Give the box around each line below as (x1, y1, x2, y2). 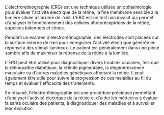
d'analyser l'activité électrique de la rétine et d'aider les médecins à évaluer (5, 95, 158, 101)
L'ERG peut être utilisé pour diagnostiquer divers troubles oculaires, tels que (5, 60, 159, 65)
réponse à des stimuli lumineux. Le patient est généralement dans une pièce (5, 45, 160, 50)
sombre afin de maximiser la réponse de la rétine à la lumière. (5, 50, 130, 56)
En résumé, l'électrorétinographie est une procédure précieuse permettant (5, 90, 156, 95)
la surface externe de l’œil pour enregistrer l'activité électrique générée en (5, 40, 156, 46)
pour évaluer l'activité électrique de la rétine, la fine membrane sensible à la (5, 9, 159, 15)
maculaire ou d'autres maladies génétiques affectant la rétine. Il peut (5, 70, 144, 75)
